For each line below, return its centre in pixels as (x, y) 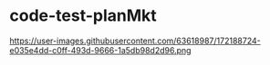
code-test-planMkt (83, 16)
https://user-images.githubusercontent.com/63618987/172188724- (135, 41)
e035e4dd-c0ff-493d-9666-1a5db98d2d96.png (100, 50)
